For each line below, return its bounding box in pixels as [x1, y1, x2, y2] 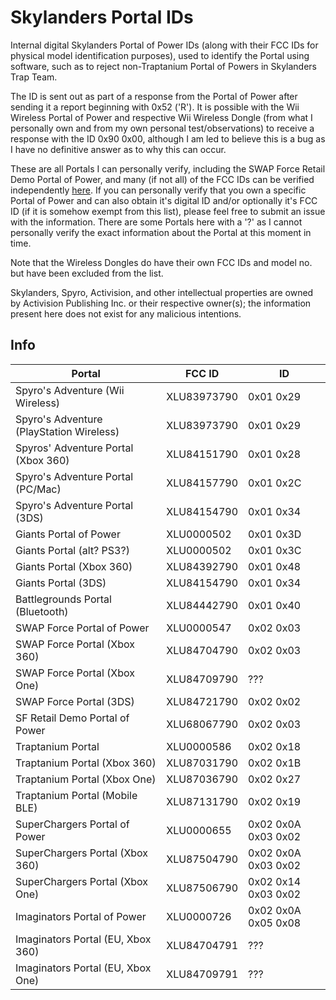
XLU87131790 [166, 794, 239, 808]
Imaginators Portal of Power [15, 909, 147, 923]
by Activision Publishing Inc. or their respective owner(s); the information [10, 297, 312, 309]
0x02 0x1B [248, 756, 302, 770]
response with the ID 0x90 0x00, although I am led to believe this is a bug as [10, 132, 326, 145]
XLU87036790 [166, 772, 239, 786]
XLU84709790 [166, 672, 239, 686]
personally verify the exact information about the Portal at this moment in [10, 226, 312, 238]
